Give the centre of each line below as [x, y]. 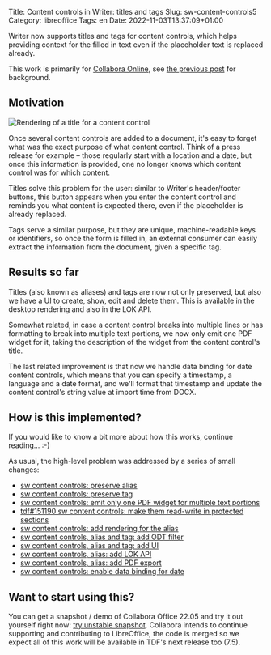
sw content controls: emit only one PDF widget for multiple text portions [140, 503]
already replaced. [38, 214]
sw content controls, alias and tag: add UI [89, 546]
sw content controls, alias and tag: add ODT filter [102, 537]
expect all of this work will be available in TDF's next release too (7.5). [125, 642]
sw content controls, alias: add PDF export [91, 563]
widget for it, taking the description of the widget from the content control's [134, 342]
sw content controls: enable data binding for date [102, 572]
